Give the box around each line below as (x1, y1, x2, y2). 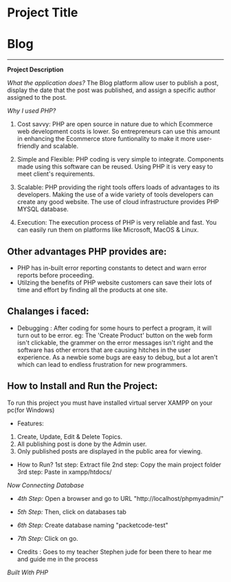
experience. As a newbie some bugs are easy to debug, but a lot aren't (16, 352, 218, 361)
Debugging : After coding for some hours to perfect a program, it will (16, 324, 212, 332)
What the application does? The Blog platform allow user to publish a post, (7, 79, 219, 87)
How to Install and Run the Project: (7, 380, 158, 392)
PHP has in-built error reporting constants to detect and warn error (16, 263, 207, 272)
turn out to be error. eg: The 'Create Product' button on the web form (16, 331, 213, 339)
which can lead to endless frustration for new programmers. (16, 360, 188, 368)
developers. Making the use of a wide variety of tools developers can (16, 190, 214, 199)
